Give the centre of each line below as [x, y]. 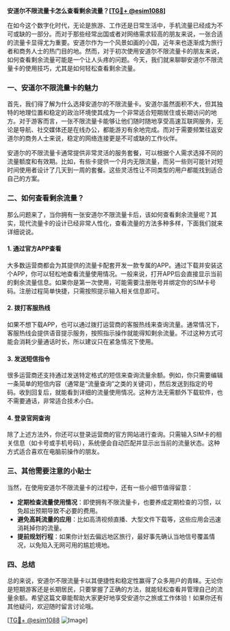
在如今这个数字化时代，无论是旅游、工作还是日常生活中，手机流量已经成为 [112, 25]
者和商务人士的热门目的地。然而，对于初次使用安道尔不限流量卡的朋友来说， [115, 51]
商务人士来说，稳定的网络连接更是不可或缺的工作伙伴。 [103, 138]
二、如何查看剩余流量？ [46, 198]
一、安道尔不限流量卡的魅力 [53, 87]
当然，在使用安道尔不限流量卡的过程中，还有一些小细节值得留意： [100, 487]
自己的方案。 [25, 179]
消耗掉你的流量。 [41, 527]
